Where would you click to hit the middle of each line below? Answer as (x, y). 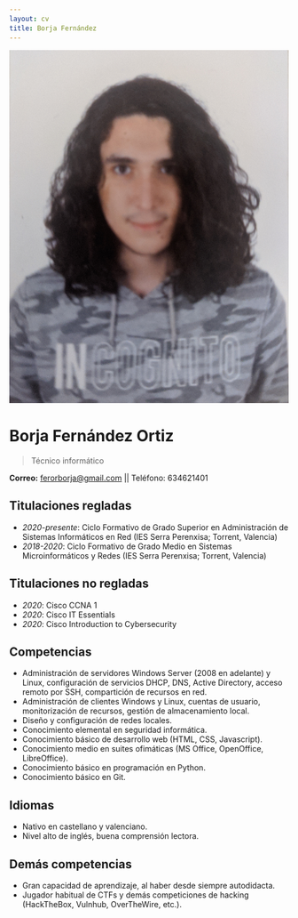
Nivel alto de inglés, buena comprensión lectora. (110, 836)
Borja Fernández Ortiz (92, 436)
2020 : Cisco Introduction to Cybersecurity (99, 624)
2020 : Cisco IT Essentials (68, 615)
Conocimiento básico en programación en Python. (114, 768)
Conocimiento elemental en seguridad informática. (114, 730)
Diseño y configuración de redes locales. (97, 721)
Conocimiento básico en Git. (74, 777)
